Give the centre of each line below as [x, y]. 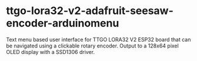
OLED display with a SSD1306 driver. [51, 52]
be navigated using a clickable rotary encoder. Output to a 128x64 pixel [93, 46]
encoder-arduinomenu [63, 23]
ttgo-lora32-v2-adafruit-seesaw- [90, 11]
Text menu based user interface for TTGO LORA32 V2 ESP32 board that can [98, 39]
